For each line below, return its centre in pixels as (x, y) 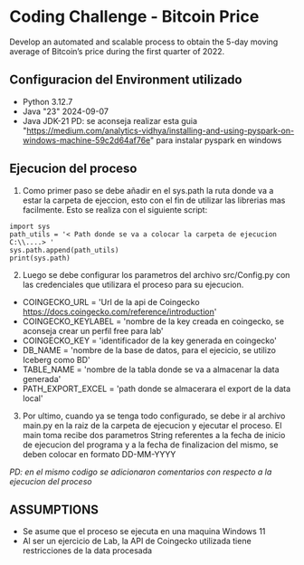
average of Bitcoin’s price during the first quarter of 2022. (117, 51)
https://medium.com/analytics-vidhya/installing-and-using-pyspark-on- (161, 130)
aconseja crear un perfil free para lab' (93, 330)
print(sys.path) (40, 258)
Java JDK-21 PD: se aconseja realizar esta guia (109, 120)
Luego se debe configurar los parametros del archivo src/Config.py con (156, 274)
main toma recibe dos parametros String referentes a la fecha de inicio (154, 435)
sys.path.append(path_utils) (64, 250)
